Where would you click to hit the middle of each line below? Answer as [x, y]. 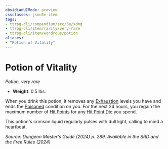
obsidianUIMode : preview [31, 10]
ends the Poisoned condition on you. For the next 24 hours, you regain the [83, 106]
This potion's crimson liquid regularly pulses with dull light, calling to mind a [84, 121]
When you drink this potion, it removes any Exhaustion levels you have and [83, 101]
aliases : [14, 38]
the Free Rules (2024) [28, 142]
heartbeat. [16, 127]
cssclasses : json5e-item [31, 15]
